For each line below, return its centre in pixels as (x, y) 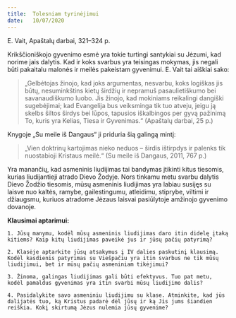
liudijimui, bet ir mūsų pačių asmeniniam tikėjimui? (88, 264)
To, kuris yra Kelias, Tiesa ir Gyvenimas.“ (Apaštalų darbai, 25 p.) (119, 120)
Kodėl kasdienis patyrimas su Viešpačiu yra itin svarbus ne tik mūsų (113, 258)
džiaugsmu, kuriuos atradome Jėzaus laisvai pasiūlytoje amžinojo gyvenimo (117, 199)
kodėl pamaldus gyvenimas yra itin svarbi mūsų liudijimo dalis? (105, 283)
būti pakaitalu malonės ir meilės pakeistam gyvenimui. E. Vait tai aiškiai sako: (118, 69)
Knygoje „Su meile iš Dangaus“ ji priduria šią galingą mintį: (92, 134)
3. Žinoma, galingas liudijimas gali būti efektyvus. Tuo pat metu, (110, 276)
